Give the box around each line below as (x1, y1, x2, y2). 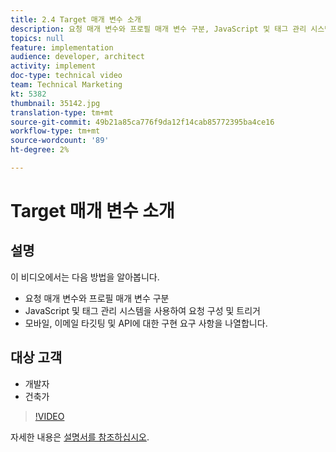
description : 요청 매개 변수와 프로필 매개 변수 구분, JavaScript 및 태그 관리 (10, 24, 307, 34)
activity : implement (10, 61, 97, 71)
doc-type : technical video (10, 71, 123, 81)
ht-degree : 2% (10, 145, 70, 155)
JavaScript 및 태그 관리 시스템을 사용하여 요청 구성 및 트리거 (24, 304, 261, 316)
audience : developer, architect (10, 52, 145, 62)
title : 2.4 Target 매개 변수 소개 (10, 14, 142, 25)
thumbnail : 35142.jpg (10, 98, 101, 108)
